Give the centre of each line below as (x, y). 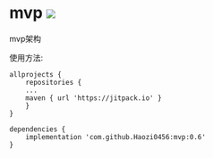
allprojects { (36, 74)
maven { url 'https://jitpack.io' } (94, 98)
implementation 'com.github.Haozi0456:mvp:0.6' (115, 137)
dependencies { (38, 129)
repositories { (54, 82)
